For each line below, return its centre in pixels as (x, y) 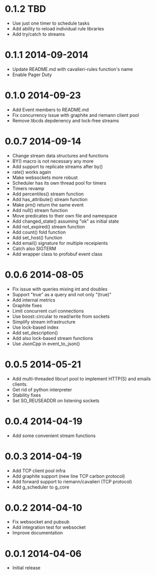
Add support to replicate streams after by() (57, 166)
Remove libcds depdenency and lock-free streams (65, 120)
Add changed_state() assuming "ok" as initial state (65, 221)
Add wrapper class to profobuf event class (57, 254)
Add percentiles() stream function (48, 194)
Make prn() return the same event (48, 205)
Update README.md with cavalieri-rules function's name (72, 69)
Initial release (26, 568)
